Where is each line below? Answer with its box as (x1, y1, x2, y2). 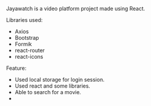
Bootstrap (14, 34, 39, 41)
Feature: (6, 65, 27, 72)
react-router (14, 47, 45, 54)
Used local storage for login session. (14, 76, 105, 83)
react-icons (14, 53, 43, 60)
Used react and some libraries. (14, 82, 90, 89)
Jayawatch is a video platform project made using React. (6, 5, 146, 12)
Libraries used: (6, 17, 43, 23)
